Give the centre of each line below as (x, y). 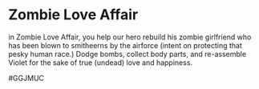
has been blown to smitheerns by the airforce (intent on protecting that (125, 45)
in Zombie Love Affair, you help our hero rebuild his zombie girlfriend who (130, 37)
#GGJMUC (26, 78)
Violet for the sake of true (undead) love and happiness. (101, 63)
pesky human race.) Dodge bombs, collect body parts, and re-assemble (127, 54)
